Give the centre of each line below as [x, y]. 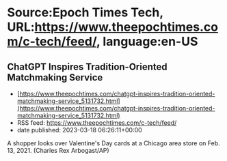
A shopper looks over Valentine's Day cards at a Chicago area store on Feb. [113, 143]
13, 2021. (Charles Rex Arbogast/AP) [58, 150]
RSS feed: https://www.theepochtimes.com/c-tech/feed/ [97, 123]
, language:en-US [147, 42]
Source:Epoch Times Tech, [85, 13]
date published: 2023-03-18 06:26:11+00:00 [79, 130]
